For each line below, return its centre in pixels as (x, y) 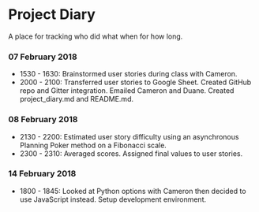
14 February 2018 (42, 173)
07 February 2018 (43, 57)
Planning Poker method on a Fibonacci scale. (93, 145)
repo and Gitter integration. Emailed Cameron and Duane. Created (127, 91)
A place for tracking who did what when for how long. (96, 36)
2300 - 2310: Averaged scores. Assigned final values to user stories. (131, 153)
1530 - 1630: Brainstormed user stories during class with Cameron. (128, 74)
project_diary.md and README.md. (77, 99)
